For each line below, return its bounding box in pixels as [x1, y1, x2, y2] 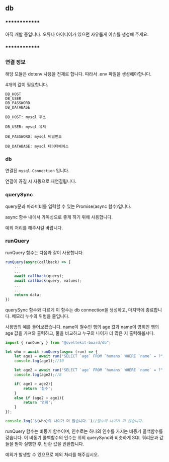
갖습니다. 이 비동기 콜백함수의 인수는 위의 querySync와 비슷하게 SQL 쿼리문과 [5, 434, 158, 440]
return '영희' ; [23, 400, 53, 405]
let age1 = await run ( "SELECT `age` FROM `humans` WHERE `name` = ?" [14, 354, 163, 359]
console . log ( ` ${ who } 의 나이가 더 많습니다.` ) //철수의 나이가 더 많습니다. [5, 419, 144, 424]
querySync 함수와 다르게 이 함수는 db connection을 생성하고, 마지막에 [5, 306, 145, 313]
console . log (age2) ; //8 [14, 372, 62, 377]
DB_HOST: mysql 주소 [5, 114, 46, 120]
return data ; [14, 292, 42, 297]
